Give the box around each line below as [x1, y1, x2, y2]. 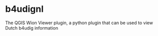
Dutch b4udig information [5, 25, 59, 31]
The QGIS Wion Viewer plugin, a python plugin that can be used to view [5, 20, 153, 26]
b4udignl [5, 3, 44, 15]
